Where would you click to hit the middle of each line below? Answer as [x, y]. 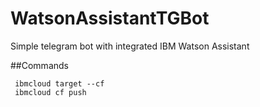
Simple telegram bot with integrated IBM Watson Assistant [130, 46]
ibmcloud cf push [50, 92]
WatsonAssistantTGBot [110, 18]
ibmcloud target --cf [59, 83]
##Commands [39, 65]
